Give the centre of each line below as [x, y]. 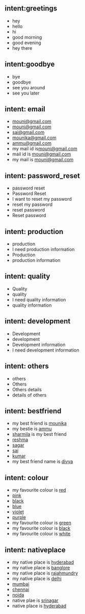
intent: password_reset [42, 176]
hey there [22, 48]
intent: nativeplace [35, 550]
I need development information [46, 350]
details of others [29, 395]
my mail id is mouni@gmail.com [45, 149]
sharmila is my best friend [39, 434]
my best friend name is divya [42, 462]
